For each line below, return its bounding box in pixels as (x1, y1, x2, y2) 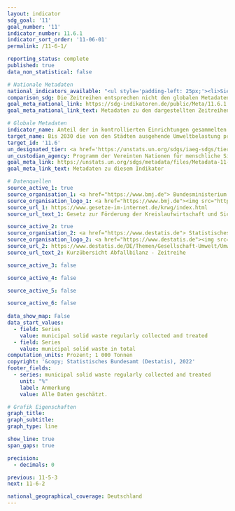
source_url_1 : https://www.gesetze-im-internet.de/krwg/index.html (7, 204, 208, 211)
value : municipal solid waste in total (20, 345, 136, 352)
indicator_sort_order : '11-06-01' (7, 36, 108, 43)
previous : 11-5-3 (7, 474, 58, 481)
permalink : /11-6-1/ (7, 43, 68, 50)
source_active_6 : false (7, 300, 77, 307)
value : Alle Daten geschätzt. (20, 391, 108, 398)
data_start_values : (7, 319, 64, 326)
